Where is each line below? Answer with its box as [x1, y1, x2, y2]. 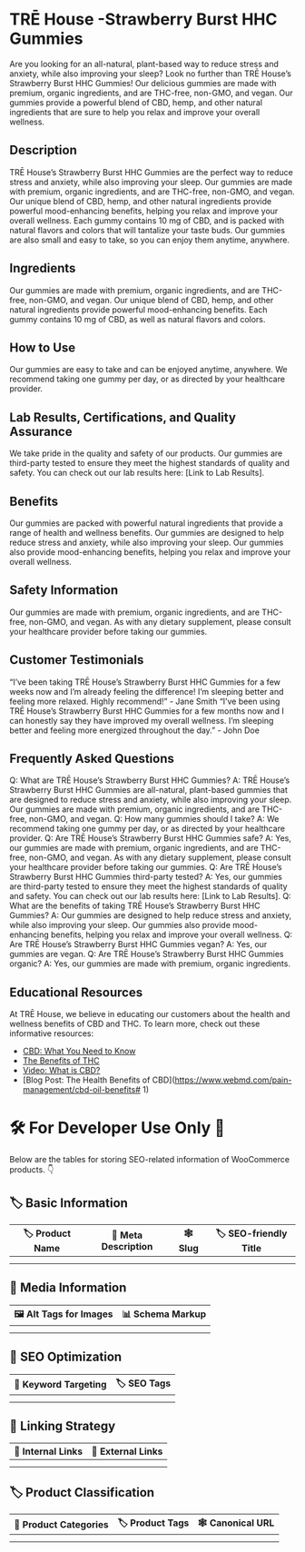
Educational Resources [9, 984, 143, 1000]
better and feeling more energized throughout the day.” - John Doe [9, 725, 261, 736]
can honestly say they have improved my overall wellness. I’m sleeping [9, 715, 274, 726]
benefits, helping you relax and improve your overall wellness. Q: [51, 929, 293, 940]
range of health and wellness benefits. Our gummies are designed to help [9, 528, 284, 538]
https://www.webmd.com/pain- [174, 1074, 292, 1085]
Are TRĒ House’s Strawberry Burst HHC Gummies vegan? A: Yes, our [9, 939, 268, 950]
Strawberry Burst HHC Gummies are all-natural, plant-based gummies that [9, 785, 288, 796]
